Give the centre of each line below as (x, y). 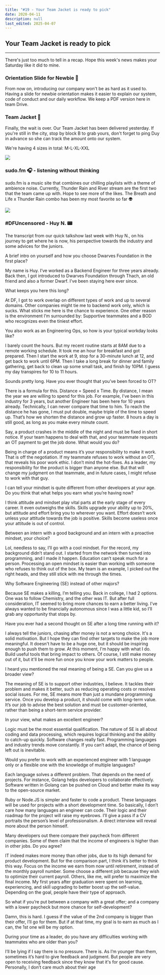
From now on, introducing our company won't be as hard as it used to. (76, 89)
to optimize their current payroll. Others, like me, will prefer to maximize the (81, 877)
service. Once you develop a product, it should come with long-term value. (81, 700)
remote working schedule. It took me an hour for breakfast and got (72, 351)
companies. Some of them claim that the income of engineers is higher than (82, 841)
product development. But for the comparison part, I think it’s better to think (82, 861)
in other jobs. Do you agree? (34, 846)
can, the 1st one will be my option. (40, 927)
